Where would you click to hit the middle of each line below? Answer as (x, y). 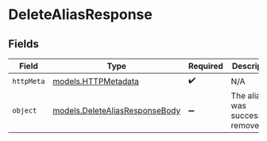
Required (206, 66)
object (25, 111)
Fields (24, 44)
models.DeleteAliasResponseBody (117, 111)
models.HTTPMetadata (96, 81)
